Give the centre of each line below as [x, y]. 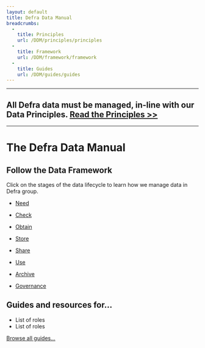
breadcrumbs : [23, 23]
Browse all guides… [31, 338]
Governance [31, 286]
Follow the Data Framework [59, 170]
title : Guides [35, 69]
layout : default [27, 12]
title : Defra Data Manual [39, 18]
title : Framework [39, 52]
